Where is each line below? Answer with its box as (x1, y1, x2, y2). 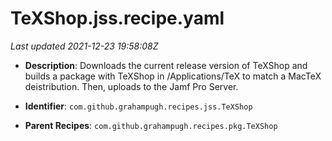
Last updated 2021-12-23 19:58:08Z (10, 40, 159, 52)
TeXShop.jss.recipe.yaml (10, 7, 225, 30)
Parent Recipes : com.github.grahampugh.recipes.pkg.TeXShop (24, 119, 278, 131)
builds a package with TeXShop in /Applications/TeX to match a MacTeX (24, 70, 322, 82)
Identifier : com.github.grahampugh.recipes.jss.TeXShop (24, 100, 253, 112)
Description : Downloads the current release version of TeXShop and (24, 59, 308, 71)
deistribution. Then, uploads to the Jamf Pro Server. (24, 80, 239, 92)
